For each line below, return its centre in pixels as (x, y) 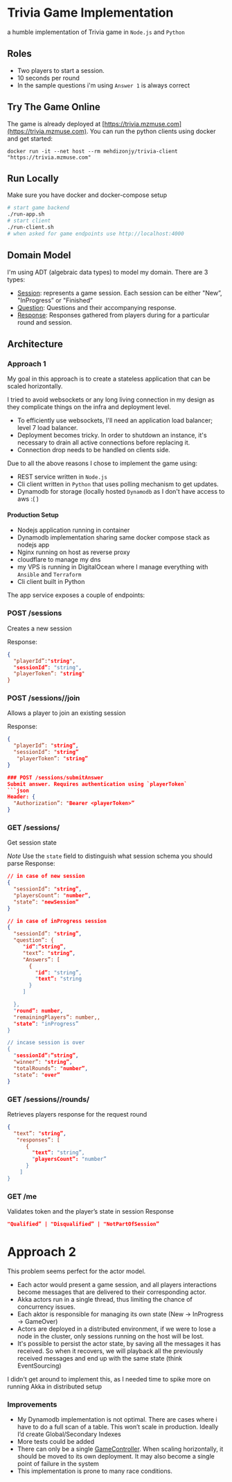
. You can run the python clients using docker (151, 131)
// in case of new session (46, 876)
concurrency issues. (46, 1307)
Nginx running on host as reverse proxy (73, 552)
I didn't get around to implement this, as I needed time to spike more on (109, 1379)
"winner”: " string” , (43, 1062)
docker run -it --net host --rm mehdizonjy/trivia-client (92, 151)
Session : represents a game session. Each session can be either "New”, (120, 293)
